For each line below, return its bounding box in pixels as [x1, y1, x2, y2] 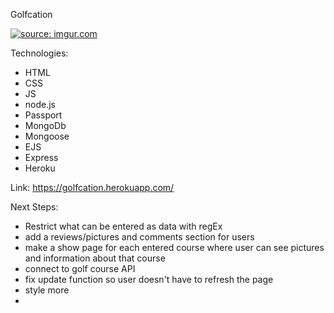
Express [24, 152, 59, 163]
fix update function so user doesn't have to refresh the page [24, 274, 274, 285]
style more [24, 284, 70, 296]
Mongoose [24, 130, 70, 142]
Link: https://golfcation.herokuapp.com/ [10, 182, 175, 193]
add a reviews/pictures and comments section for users [24, 231, 255, 243]
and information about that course [24, 252, 166, 264]
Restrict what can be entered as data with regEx [24, 220, 223, 232]
